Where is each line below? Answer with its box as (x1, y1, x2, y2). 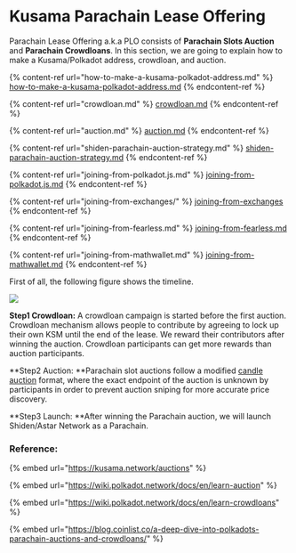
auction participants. (9, 347, 84, 358)
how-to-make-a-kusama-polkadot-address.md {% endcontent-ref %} (9, 81, 266, 92)
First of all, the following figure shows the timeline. (9, 276, 194, 287)
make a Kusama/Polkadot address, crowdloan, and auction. (9, 54, 227, 65)
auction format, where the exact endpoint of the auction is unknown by (9, 374, 269, 385)
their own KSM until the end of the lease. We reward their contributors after (9, 329, 284, 339)
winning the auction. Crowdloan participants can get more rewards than (9, 338, 272, 349)
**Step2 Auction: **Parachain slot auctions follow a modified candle (9, 365, 264, 376)
